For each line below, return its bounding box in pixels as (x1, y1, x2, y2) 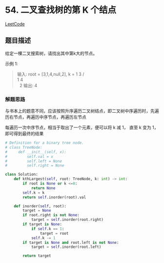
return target (22, 253, 51, 259)
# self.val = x (5, 154, 54, 159)
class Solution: (5, 172, 38, 177)
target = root (40, 231, 69, 236)
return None (31, 186, 56, 191)
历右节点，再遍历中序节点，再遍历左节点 (5, 114, 86, 120)
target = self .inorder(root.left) (31, 244, 102, 250)
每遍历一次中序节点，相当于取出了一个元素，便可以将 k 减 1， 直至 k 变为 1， (5, 124, 159, 130)
